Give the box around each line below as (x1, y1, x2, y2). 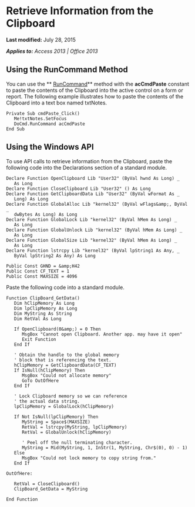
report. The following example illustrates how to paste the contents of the (6, 93, 184, 100)
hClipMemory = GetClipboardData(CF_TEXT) (14, 362, 117, 368)
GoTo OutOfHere (21, 377, 59, 384)
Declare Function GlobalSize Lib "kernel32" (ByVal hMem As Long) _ (6, 237, 177, 243)
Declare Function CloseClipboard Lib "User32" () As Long (6, 186, 151, 192)
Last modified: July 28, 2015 (6, 36, 76, 43)
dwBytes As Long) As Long (14, 211, 78, 218)
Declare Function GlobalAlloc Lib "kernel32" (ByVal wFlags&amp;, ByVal (6, 201, 188, 207)
